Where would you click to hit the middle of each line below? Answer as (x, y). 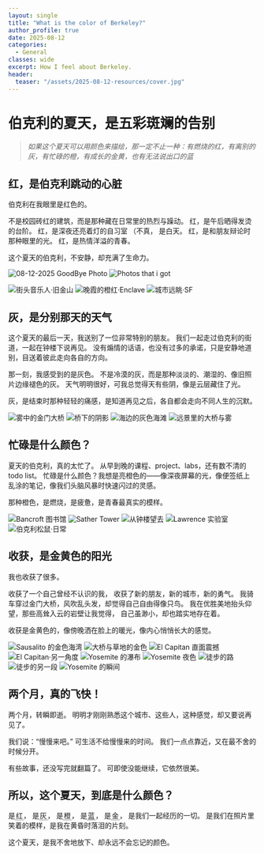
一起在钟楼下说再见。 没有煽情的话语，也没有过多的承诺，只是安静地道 (137, 348)
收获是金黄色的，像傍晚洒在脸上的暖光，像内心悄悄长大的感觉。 (112, 630)
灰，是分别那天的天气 (60, 317)
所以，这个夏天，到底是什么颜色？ (91, 795)
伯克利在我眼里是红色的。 (50, 204)
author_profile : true (44, 30)
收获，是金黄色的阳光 (60, 556)
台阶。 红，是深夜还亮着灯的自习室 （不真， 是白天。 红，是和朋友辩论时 (132, 231)
